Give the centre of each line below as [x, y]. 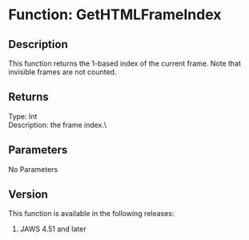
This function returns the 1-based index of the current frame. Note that [125, 63]
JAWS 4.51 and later [53, 229]
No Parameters [33, 169]
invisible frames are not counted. [62, 72]
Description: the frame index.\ [58, 125]
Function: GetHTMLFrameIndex [115, 15]
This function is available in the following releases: [91, 214]
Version [28, 195]
